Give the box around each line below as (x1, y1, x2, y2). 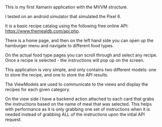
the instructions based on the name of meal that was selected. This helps (5, 101, 152, 107)
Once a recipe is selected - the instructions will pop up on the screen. (5, 57, 144, 63)
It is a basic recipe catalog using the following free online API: (5, 23, 129, 29)
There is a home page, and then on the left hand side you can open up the (5, 37, 154, 43)
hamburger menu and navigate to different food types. (5, 43, 114, 48)
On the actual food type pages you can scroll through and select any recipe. (5, 52, 158, 58)
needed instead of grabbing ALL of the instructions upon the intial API (5, 111, 145, 117)
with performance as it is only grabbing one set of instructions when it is (5, 107, 150, 112)
